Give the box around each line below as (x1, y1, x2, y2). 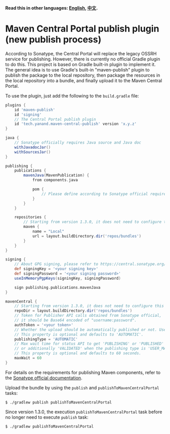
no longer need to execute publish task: (5, 414, 89, 420)
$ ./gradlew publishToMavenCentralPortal (5, 424, 94, 429)
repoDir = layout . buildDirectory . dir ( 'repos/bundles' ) (14, 308, 133, 314)
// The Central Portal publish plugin (14, 117, 96, 122)
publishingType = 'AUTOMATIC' (14, 337, 78, 342)
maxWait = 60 (14, 355, 42, 361)
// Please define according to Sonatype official (41, 191, 148, 196)
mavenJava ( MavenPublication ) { (23, 173, 90, 178)
